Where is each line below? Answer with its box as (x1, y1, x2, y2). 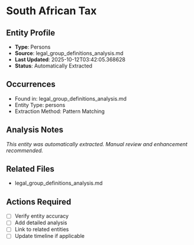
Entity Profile (6, 28, 55, 38)
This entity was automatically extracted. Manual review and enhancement (6, 140, 188, 147)
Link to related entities (14, 226, 69, 233)
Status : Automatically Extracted (14, 62, 93, 69)
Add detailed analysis (14, 219, 67, 226)
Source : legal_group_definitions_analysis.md (14, 50, 124, 57)
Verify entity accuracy (14, 212, 69, 220)
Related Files (6, 164, 55, 174)
